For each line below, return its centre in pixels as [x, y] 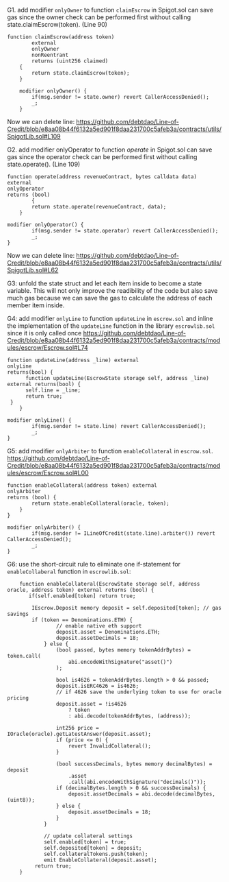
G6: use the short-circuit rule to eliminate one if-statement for [94, 564]
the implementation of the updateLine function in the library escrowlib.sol [111, 326]
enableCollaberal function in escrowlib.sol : [69, 571]
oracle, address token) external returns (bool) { [81, 590]
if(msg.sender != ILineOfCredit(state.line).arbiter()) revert [123, 534]
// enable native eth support [99, 626]
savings [18, 614]
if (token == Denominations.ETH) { [82, 620]
